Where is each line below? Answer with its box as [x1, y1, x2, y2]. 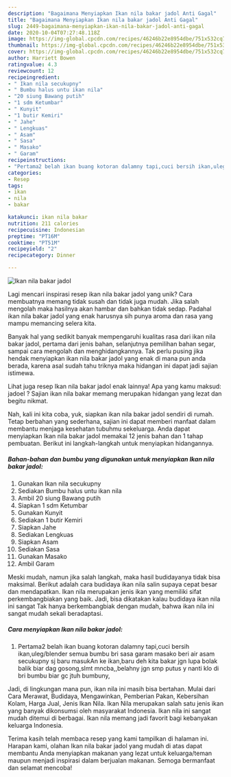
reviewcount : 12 [8, 67, 54, 74]
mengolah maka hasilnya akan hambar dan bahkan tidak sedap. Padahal [8, 304, 212, 313]
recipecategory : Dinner [8, 252, 76, 259]
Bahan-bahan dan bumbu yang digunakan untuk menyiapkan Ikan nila [8, 455, 215, 463]
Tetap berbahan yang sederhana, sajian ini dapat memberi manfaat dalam [8, 418, 217, 425]
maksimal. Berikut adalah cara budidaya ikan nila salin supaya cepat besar [8, 580, 218, 588]
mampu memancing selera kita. [8, 320, 97, 327]
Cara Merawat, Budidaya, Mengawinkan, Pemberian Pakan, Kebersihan [8, 692, 209, 700]
